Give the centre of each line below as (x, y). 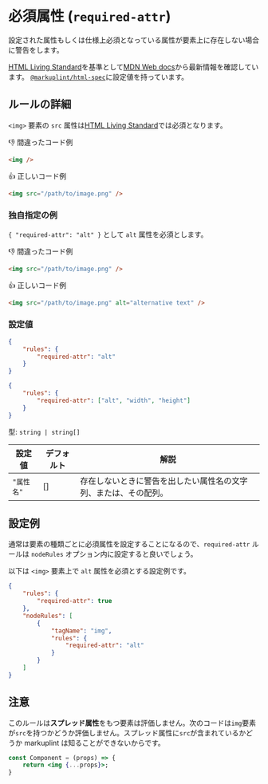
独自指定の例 (33, 215)
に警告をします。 (36, 49)
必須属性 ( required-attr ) (90, 16)
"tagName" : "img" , (81, 631)
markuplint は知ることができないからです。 (94, 743)
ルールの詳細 (40, 104)
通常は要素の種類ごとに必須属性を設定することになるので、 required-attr (129, 544)
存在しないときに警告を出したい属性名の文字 (164, 481)
